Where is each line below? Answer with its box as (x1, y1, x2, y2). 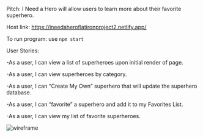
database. (6, 89, 32, 96)
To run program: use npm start (6, 35, 84, 42)
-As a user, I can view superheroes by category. (6, 71, 127, 78)
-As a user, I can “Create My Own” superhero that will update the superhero (6, 82, 197, 90)
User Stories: (6, 47, 40, 54)
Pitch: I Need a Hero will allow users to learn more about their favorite (6, 5, 182, 12)
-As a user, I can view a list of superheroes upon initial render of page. (6, 59, 183, 66)
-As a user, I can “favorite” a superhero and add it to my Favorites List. (6, 100, 183, 108)
